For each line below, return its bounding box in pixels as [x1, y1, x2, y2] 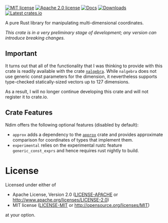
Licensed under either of [5, 181, 56, 188]
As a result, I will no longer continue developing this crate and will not [5, 88, 149, 94]
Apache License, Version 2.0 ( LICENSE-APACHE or [12, 191, 118, 197]
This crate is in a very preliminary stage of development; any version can [5, 30, 157, 35]
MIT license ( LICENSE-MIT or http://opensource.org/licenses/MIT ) [12, 202, 150, 208]
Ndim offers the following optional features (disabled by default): [5, 122, 139, 128]
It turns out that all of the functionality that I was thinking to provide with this [5, 63, 163, 69]
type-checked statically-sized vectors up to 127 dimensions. [5, 78, 130, 85]
